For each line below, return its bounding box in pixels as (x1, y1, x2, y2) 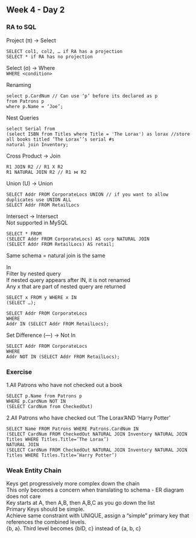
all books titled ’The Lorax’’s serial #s (6, 136, 115, 143)
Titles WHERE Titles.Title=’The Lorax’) (6, 436, 110, 443)
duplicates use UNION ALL (6, 196, 71, 203)
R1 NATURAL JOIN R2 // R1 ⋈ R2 (6, 169, 87, 175)
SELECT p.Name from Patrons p (6, 392, 83, 399)
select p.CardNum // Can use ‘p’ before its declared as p (6, 93, 158, 99)
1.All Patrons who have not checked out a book (6, 381, 122, 388)
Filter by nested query (6, 270, 62, 277)
